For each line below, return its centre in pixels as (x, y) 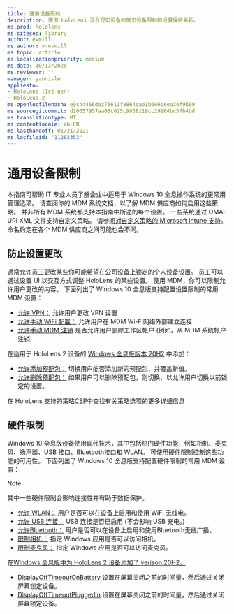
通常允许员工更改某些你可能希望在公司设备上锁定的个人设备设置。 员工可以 (115, 272)
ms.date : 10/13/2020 (37, 66)
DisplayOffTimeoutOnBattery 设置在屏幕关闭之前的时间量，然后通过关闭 (121, 577)
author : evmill (29, 40)
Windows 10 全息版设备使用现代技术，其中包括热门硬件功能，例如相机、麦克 (117, 443)
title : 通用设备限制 (34, 14)
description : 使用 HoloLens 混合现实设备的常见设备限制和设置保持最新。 (103, 20)
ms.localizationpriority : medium (56, 59)
